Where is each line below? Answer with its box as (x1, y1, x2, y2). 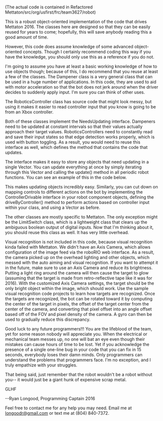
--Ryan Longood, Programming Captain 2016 (5, 396, 95, 401)
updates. (5, 149, 23, 155)
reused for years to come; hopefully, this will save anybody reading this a (5, 29, 152, 35)
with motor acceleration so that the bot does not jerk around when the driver (5, 84, 159, 90)
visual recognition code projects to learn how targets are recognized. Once (5, 291, 156, 296)
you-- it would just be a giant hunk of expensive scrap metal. (5, 377, 127, 383)
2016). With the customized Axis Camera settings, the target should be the (5, 280, 154, 286)
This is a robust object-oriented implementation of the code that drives (5, 19, 147, 24)
